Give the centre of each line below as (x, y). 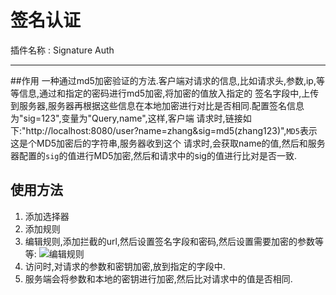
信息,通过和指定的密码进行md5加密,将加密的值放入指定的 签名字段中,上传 (169, 93)
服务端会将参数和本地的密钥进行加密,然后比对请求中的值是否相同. (158, 278)
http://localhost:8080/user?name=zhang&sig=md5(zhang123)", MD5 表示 (171, 130)
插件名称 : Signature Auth (62, 50)
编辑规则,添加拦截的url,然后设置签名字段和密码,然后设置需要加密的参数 (170, 241)
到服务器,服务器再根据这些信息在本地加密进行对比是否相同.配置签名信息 (157, 105)
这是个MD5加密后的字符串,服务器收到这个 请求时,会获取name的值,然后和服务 (168, 143)
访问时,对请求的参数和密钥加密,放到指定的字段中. (125, 266)
